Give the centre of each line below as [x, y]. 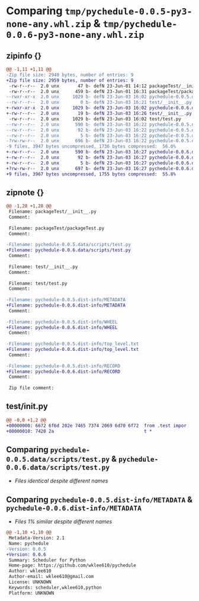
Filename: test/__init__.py [43, 267]
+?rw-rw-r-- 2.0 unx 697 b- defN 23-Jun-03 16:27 [76, 168]
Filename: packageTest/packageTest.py [57, 228]
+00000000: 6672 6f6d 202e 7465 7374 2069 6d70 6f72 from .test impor [96, 426]
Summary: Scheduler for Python [47, 560]
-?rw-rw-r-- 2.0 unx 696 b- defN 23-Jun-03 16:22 [76, 141]
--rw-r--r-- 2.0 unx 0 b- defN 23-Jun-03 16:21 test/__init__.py [99, 103]
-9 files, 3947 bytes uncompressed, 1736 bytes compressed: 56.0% [91, 146]
